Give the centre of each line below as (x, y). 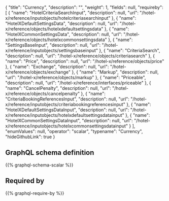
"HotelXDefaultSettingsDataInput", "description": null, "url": (67, 110)
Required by (25, 181)
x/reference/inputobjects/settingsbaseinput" (52, 51)
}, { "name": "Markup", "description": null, (115, 72)
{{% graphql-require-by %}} (35, 193)
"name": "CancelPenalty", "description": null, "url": (58, 88)
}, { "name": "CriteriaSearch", (129, 51)
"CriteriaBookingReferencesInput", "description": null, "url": (67, 99)
